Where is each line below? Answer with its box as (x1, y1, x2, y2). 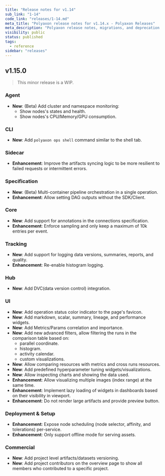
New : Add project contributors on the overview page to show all (12, 460, 143, 466)
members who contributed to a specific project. (12, 466, 109, 472)
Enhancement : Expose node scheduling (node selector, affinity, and (12, 421, 151, 427)
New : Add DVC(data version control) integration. (12, 286, 111, 292)
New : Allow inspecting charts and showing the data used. (12, 372, 130, 378)
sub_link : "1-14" (5, 12, 41, 17)
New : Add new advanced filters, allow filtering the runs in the (12, 330, 137, 336)
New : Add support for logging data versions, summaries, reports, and (12, 252, 154, 258)
